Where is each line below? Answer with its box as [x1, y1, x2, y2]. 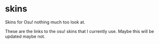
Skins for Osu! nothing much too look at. [5, 19, 86, 25]
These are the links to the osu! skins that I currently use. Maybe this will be [5, 28, 154, 34]
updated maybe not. [5, 33, 46, 39]
